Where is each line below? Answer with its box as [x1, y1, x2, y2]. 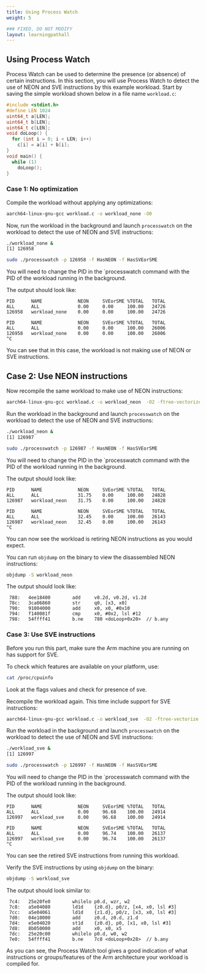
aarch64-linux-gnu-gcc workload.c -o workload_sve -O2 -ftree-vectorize [6, 716, 199, 722]
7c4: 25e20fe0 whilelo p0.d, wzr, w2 [9, 898, 131, 905]
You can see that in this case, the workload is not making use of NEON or [6, 347, 191, 354]
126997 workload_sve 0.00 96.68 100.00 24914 [6, 814, 166, 821]
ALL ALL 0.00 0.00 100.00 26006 [6, 325, 166, 331]
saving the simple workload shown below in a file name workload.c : [6, 90, 177, 98]
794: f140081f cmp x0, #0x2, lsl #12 [9, 611, 141, 617]
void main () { [6, 153, 43, 160]
